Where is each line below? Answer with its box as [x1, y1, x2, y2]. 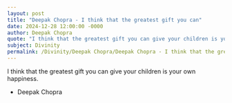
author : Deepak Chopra [7, 29, 72, 36]
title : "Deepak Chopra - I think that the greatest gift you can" [7, 16, 202, 23]
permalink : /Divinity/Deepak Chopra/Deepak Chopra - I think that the [7, 49, 215, 56]
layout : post [7, 10, 45, 17]
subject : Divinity [7, 42, 60, 49]
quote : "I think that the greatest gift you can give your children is [7, 36, 217, 43]
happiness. [7, 74, 39, 82]
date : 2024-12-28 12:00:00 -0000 [7, 23, 104, 30]
